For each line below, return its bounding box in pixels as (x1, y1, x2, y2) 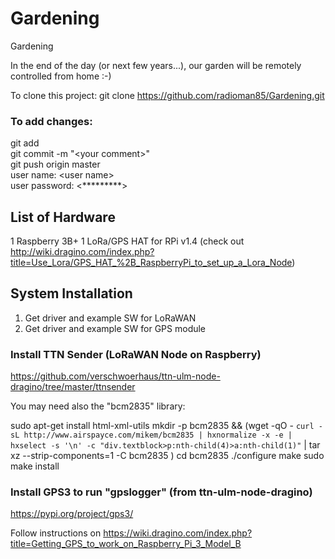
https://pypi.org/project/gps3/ (10, 508, 134, 520)
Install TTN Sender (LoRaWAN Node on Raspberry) (10, 347, 262, 361)
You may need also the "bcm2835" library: (10, 400, 186, 412)
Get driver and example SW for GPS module (24, 322, 207, 334)
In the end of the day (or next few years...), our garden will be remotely (10, 59, 302, 71)
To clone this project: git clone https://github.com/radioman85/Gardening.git (10, 89, 325, 101)
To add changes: (10, 114, 93, 128)
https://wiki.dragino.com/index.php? (103, 527, 253, 539)
